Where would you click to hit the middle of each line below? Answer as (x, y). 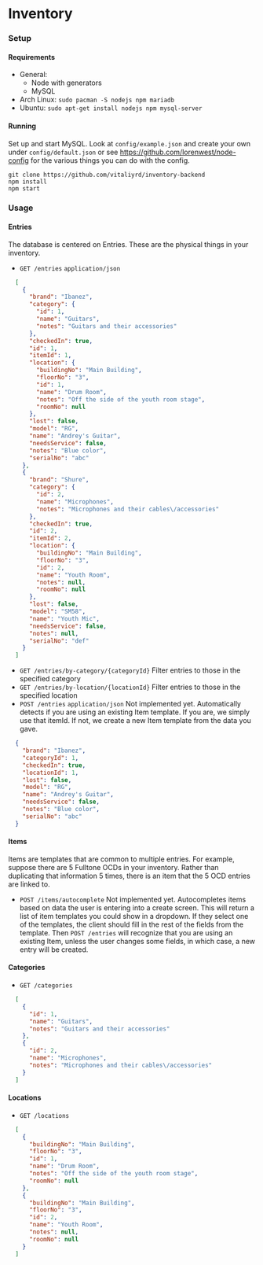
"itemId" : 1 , (50, 356)
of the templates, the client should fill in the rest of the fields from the (131, 924)
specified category (50, 679)
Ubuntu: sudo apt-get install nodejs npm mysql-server (111, 108)
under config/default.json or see (63, 152)
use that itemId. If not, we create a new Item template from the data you (135, 721)
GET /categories (46, 986)
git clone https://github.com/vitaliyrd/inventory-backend (107, 175)
